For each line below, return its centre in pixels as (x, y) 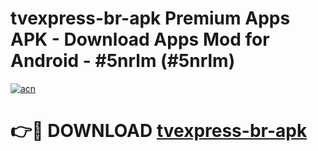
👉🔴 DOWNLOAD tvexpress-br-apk (159, 131)
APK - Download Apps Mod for (140, 39)
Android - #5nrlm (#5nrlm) (123, 61)
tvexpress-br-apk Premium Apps (150, 18)
